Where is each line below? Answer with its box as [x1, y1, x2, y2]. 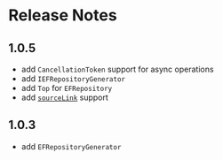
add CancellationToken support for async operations [20, 64, 214, 74]
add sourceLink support [20, 92, 108, 103]
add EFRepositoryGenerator [20, 141, 122, 151]
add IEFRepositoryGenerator [20, 73, 126, 84]
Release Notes [8, 5, 117, 26]
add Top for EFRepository [20, 83, 113, 93]
